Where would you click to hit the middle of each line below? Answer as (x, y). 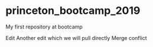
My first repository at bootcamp (44, 27)
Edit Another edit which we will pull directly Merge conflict (76, 38)
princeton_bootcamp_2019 (73, 11)
